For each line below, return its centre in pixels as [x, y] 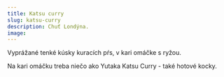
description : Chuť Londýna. [48, 26]
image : [17, 33]
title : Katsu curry [36, 14]
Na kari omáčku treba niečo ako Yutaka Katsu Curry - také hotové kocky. [112, 66]
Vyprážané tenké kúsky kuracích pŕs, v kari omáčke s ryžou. [94, 53]
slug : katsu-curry [34, 20]
